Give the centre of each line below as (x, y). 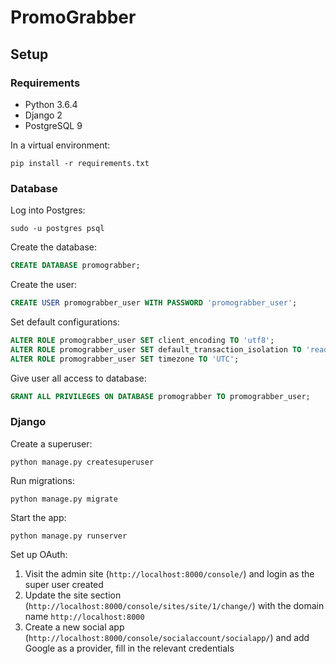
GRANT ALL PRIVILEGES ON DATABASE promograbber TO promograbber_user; (160, 396)
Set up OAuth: (39, 554)
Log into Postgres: (48, 210)
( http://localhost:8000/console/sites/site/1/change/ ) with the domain (174, 605)
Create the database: (54, 247)
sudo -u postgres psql (57, 229)
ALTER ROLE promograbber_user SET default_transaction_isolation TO (156, 349)
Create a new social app (74, 627)
